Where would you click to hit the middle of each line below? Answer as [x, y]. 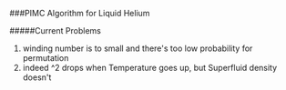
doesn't [37, 77]
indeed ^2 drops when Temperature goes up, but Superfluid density [150, 68]
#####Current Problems [56, 30]
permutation [46, 58]
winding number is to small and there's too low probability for [138, 48]
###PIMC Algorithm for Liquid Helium [80, 13]
